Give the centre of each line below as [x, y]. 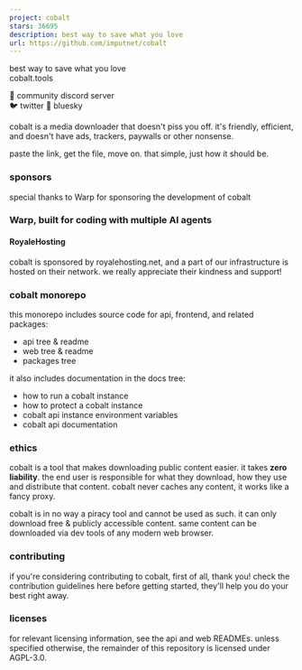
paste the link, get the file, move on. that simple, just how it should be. [139, 154]
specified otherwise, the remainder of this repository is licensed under [140, 647]
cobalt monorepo [48, 294]
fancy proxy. [32, 497]
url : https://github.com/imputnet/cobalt [88, 43]
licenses [28, 619]
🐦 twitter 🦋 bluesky [46, 106]
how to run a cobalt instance [75, 395]
